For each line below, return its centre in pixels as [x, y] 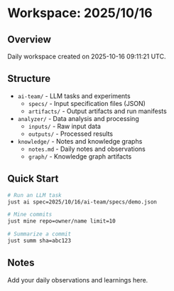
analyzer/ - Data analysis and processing [78, 118]
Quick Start [33, 179]
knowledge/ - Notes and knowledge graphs [80, 141]
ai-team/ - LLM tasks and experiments [74, 96]
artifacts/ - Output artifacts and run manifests [97, 111]
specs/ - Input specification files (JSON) [87, 103]
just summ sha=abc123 [39, 240]
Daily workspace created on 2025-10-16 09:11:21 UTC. [87, 56]
